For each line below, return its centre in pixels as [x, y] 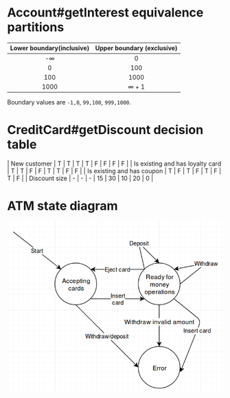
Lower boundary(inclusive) [50, 48]
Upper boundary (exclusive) [136, 48]
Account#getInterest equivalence [105, 13]
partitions [36, 27]
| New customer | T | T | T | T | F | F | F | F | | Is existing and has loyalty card [114, 164]
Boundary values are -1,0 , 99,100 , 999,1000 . [69, 102]
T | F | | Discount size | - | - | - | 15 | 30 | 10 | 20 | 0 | [80, 178]
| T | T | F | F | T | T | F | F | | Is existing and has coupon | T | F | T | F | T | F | [114, 170]
